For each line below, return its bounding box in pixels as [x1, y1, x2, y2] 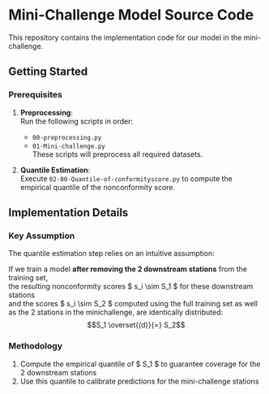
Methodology [8, 340, 63, 352]
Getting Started [8, 65, 88, 79]
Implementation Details [8, 206, 129, 220]
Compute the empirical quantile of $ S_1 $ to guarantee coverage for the [19, 359, 261, 369]
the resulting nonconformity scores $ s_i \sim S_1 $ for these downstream [8, 282, 254, 292]
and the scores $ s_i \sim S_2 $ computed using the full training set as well [8, 299, 258, 309]
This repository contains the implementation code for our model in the [8, 32, 242, 42]
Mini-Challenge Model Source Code [8, 6, 254, 24]
